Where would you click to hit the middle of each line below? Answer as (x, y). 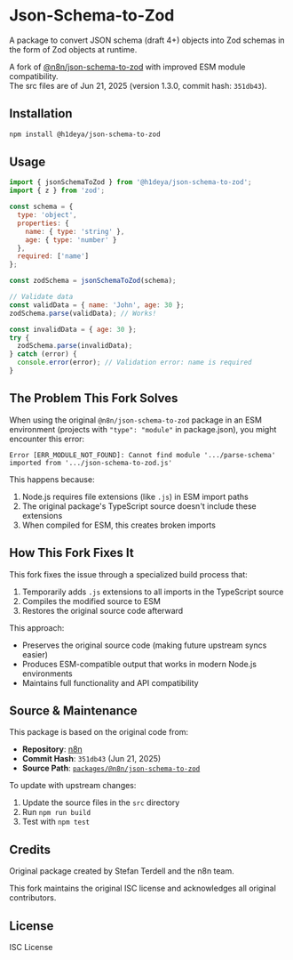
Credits (30, 849)
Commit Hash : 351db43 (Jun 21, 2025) (91, 759)
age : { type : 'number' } (71, 240)
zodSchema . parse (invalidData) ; (75, 346)
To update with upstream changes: (73, 786)
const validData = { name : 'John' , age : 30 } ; (97, 305)
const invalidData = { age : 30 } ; (73, 329)
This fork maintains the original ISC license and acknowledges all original (143, 888)
